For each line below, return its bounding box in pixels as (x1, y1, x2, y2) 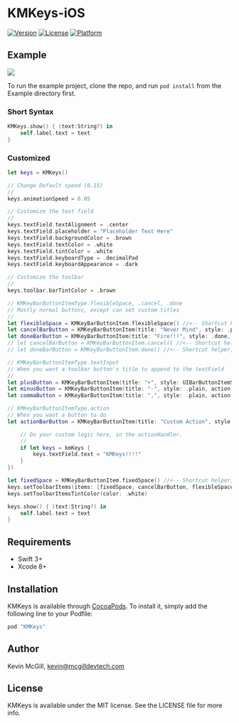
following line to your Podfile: (7, 609, 93, 618)
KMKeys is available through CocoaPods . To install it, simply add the (7, 601, 208, 610)
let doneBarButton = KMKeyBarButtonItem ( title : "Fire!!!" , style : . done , (7, 333, 231, 340)
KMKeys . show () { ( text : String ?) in (7, 123, 113, 130)
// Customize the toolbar (7, 274, 84, 281)
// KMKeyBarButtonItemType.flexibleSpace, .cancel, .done (7, 300, 183, 307)
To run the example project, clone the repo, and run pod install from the (7, 81, 222, 90)
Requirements (7, 536, 71, 548)
